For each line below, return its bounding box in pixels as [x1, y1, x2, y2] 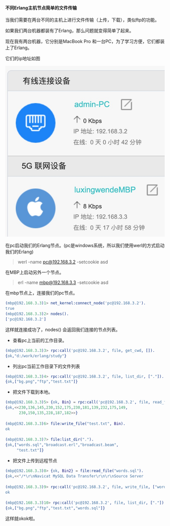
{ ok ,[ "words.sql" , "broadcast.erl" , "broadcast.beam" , [5, 442, 119, 448]
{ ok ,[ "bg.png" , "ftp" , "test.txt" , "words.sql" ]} [5, 506, 105, 511]
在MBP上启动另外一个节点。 [5, 269, 64, 275]
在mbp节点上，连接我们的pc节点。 [5, 290, 77, 296]
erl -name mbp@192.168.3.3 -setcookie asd [17, 279, 109, 286]
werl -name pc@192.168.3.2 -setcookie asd [17, 259, 108, 265]
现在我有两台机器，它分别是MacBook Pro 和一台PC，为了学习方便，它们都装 [5, 38, 165, 45]
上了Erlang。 [5, 45, 32, 51]
